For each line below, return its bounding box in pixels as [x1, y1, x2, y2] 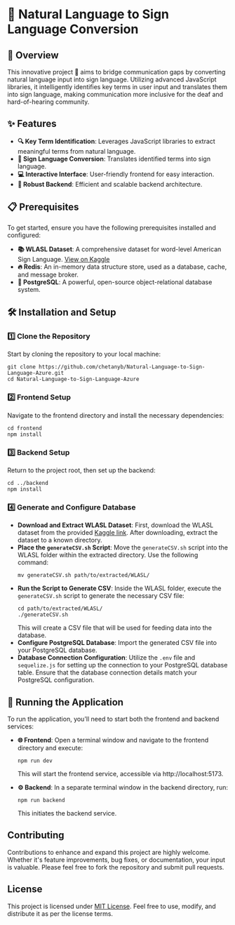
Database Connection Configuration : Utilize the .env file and [17, 653, 196, 662]
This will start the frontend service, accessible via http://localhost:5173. [17, 770, 224, 778]
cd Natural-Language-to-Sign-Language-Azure [7, 375, 140, 383]
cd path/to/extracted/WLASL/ [17, 605, 103, 613]
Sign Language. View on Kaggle [17, 255, 110, 263]
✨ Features [7, 118, 57, 130]
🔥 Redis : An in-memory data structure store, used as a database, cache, [17, 262, 227, 271]
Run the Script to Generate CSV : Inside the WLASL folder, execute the [17, 584, 222, 592]
